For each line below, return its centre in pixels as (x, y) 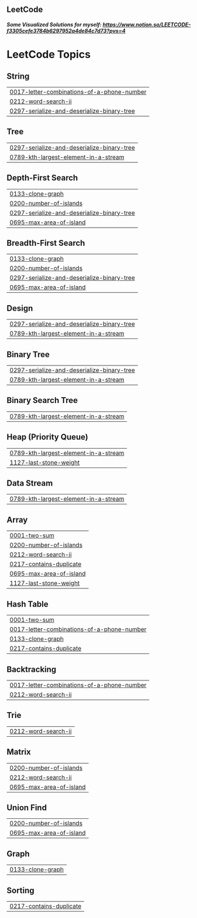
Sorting (20, 890)
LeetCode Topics (49, 55)
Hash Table (27, 604)
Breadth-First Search (46, 243)
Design (20, 308)
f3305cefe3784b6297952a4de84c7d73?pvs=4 (66, 31)
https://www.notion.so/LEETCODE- (147, 24)
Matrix (19, 752)
